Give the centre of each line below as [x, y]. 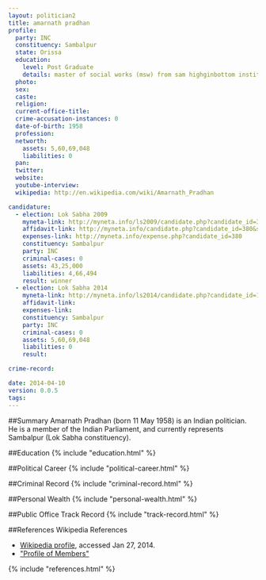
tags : [17, 398]
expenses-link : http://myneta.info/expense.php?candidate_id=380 [133, 236]
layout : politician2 [42, 15]
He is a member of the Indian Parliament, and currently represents [116, 428]
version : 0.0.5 [33, 390]
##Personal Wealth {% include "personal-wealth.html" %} [103, 499]
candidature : [30, 207]
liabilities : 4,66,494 [60, 273]
